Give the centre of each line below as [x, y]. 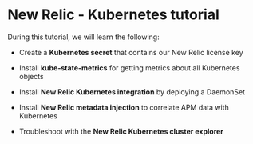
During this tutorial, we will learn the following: [84, 37]
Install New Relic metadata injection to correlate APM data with [124, 107]
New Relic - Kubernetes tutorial [114, 15]
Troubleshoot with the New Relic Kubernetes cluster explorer [121, 131]
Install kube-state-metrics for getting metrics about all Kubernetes [129, 68]
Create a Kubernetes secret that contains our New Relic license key [131, 52]
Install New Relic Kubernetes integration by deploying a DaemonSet [132, 92]
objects [32, 76]
